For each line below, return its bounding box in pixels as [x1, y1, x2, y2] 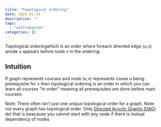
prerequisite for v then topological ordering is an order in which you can [5, 81, 150, 86]
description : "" [5, 16, 38, 21]
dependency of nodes [5, 116, 50, 122]
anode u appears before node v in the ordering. [5, 48, 101, 54]
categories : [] [5, 30, 36, 35]
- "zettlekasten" [9, 25, 45, 30]
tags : [5, 21, 16, 26]
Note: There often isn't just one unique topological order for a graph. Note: [5, 101, 155, 106]
